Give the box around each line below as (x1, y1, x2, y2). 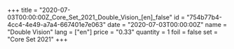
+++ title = (7, 6, 39, 14)
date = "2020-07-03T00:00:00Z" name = (107, 21, 228, 28)
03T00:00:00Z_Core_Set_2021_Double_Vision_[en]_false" (7, 13, 173, 21)
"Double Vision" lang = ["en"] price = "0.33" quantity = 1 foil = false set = (7, 28, 219, 36)
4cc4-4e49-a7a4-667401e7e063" (7, 21, 106, 28)
